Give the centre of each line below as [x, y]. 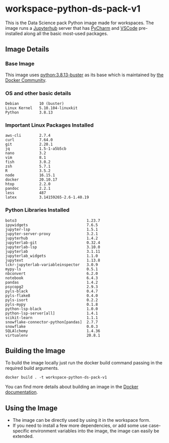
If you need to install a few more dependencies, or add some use [80, 426]
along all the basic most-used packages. [66, 33]
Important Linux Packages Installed [49, 125]
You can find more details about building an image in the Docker [72, 387]
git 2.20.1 [29, 144]
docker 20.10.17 [31, 180]
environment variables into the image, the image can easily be [95, 431]
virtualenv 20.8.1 [53, 335]
